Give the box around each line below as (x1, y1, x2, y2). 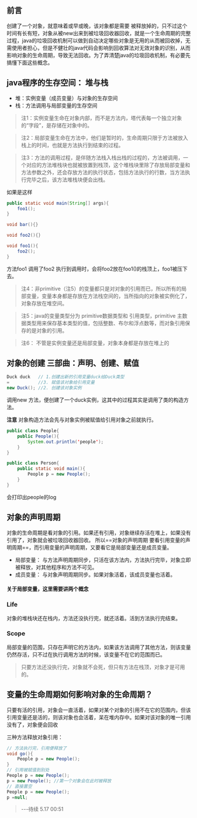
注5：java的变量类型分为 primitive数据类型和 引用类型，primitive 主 (20, 312, 183, 319)
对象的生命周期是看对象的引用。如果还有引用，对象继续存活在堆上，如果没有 (6, 529, 191, 536)
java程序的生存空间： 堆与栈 (6, 78, 109, 88)
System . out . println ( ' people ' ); (27, 439, 104, 445)
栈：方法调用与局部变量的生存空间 (15, 102, 98, 109)
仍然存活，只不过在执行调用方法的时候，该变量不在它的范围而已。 (6, 651, 165, 658)
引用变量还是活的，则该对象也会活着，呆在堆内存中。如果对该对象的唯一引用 (6, 713, 191, 721)
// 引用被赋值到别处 (6, 767, 50, 773)
